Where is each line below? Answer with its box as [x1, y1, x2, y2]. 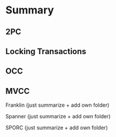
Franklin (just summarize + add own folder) [5, 101, 110, 108]
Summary [5, 3, 54, 17]
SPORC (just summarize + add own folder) [5, 124, 108, 131]
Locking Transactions [5, 46, 87, 56]
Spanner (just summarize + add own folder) [5, 113, 111, 120]
